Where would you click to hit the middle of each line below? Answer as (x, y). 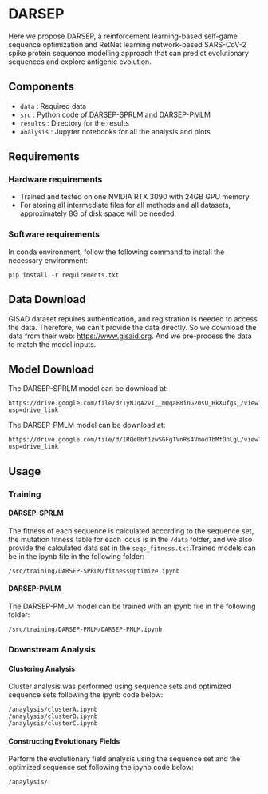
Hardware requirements (55, 179)
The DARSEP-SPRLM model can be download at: (89, 389)
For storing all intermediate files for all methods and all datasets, (125, 205)
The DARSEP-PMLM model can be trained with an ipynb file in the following (132, 606)
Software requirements (54, 234)
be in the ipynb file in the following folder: (77, 556)
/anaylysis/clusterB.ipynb (53, 716)
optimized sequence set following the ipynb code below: (101, 768)
